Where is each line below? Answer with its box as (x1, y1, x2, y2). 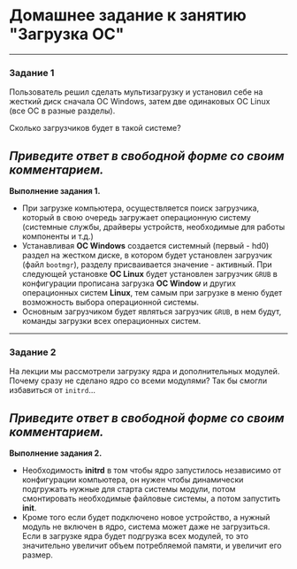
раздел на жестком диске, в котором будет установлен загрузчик (21, 250, 272, 261)
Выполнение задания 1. (9, 186, 101, 196)
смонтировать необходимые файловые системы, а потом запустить (21, 493, 281, 504)
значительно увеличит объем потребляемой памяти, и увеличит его (21, 541, 282, 551)
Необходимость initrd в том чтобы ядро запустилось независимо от (21, 465, 282, 476)
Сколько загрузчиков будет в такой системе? (9, 123, 181, 134)
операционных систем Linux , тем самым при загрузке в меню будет (21, 288, 283, 298)
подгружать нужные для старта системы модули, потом (21, 484, 236, 495)
